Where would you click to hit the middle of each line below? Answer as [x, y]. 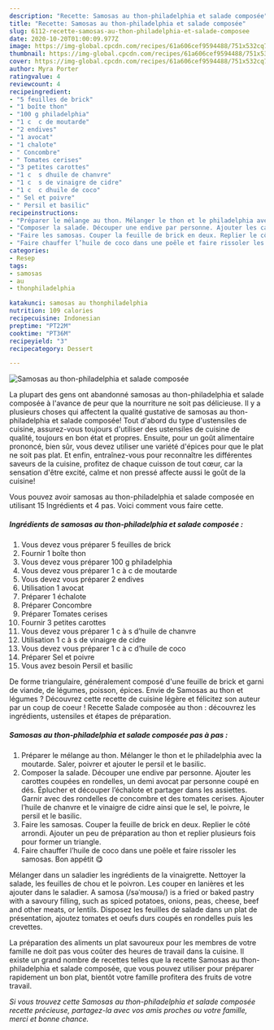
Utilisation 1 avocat [52, 588]
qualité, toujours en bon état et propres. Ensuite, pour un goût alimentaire [132, 438]
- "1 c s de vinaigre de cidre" [66, 183]
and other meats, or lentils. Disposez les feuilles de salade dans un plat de [133, 909]
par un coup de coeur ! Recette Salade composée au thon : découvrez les [133, 708]
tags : [18, 265]
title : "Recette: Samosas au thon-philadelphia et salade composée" [128, 24]
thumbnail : [28, 54]
